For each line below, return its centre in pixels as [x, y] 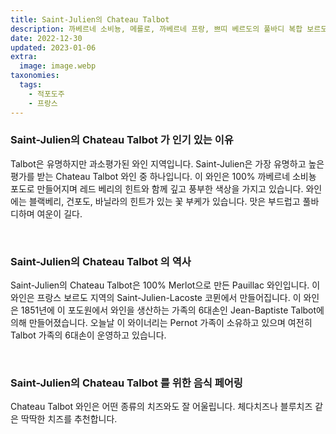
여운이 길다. [59, 213]
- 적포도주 [46, 94]
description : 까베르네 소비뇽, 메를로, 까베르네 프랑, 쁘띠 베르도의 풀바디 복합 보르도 [169, 29]
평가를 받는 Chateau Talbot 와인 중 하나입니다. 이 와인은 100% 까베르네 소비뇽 [163, 176]
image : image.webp [58, 66]
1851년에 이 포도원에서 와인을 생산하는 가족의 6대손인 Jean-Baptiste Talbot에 [172, 310]
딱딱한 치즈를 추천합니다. [69, 419]
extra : [24, 57]
